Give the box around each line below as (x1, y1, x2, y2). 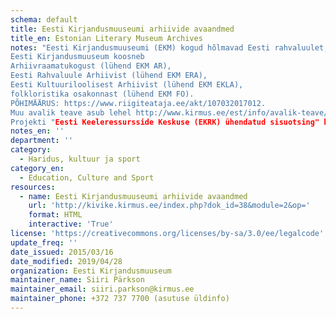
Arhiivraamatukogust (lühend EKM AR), (10, 61, 172, 71)
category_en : (10, 163, 65, 173)
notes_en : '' (10, 126, 65, 136)
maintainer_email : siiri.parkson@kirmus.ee (10, 284, 195, 295)
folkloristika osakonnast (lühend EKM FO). (10, 89, 195, 99)
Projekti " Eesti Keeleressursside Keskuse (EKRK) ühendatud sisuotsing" (10, 117, 320, 127)
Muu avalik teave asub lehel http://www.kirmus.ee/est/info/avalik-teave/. (10, 107, 333, 118)
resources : (10, 182, 56, 192)
